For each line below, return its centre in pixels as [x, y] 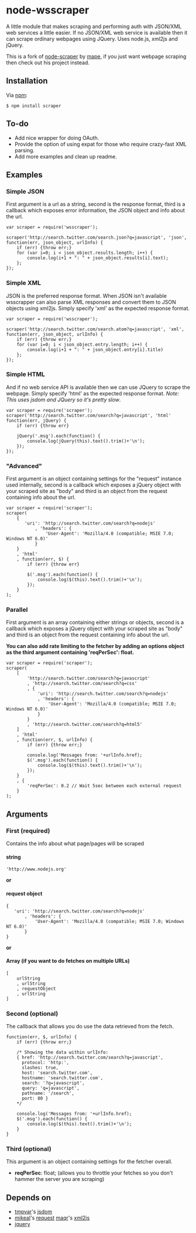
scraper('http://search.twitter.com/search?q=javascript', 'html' [89, 415]
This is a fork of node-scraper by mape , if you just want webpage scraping [96, 56]
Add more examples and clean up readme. [66, 156]
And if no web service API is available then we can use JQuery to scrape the [98, 387]
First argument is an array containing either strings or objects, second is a [95, 622]
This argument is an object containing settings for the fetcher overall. [89, 1162]
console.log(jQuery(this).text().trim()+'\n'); [86, 441]
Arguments [27, 814]
